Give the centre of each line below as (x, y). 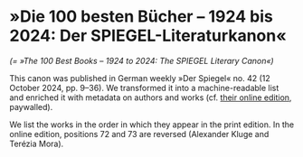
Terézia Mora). (37, 143)
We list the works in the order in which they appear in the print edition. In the (152, 125)
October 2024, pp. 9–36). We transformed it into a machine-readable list (144, 88)
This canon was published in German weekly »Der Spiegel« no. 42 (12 (140, 78)
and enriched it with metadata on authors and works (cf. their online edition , (151, 97)
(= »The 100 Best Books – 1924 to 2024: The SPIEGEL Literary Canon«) (142, 60)
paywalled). (31, 106)
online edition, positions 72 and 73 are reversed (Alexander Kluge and (139, 134)
